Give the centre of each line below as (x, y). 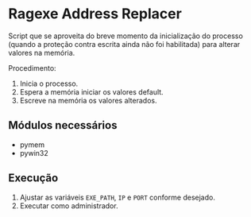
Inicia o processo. (49, 83)
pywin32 (34, 153)
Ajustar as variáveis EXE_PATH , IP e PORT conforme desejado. (118, 197)
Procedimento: (33, 68)
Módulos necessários (63, 125)
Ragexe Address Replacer (95, 14)
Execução (33, 178)
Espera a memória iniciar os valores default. (92, 91)
